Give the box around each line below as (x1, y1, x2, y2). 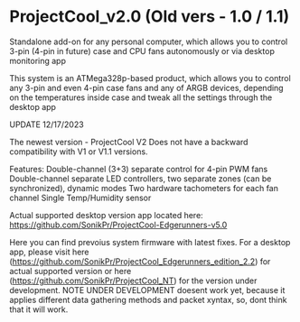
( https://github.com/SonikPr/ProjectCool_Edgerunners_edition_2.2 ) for (9, 255, 271, 267)
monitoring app (9, 55, 66, 66)
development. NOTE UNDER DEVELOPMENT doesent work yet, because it (9, 284, 286, 295)
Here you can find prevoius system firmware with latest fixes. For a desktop (9, 236, 291, 247)
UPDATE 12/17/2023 (9, 119, 84, 130)
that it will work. (9, 304, 69, 315)
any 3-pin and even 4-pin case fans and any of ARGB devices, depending (9, 82, 284, 93)
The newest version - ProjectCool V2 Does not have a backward (9, 136, 248, 147)
